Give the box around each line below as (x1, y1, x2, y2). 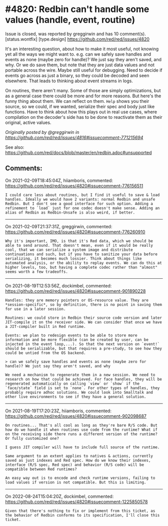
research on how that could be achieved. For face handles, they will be (5, 377, 162, 382)
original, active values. (5, 119, 51, 125)
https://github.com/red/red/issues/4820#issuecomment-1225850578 (5, 498, 148, 504)
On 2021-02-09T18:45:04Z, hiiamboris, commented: (5, 177, 113, 184)
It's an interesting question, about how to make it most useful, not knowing (5, 46, 159, 52)
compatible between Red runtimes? (5, 466, 77, 472)
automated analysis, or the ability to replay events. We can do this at (5, 260, 162, 265)
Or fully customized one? (5, 436, 59, 441)
